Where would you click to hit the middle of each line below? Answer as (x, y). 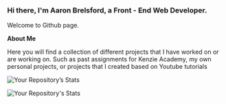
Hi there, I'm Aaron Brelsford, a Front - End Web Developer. (107, 10)
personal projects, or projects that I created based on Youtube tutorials (107, 67)
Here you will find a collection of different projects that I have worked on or (113, 52)
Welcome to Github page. (43, 25)
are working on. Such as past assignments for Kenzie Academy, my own (109, 59)
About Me (22, 39)
